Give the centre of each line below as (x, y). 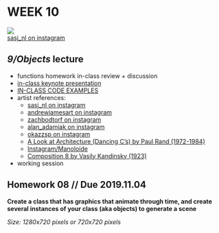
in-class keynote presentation (59, 83)
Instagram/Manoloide (57, 149)
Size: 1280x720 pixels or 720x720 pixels (64, 222)
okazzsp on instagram (59, 134)
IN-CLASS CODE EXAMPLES (58, 90)
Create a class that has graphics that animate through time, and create (110, 201)
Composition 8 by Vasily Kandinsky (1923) (87, 156)
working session (40, 163)
